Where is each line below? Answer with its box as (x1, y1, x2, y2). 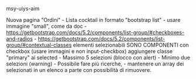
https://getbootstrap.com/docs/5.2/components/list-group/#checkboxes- (6, 29, 185, 36)
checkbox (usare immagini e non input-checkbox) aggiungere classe (6, 48, 173, 55)
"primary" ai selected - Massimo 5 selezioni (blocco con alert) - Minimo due (6, 54, 190, 61)
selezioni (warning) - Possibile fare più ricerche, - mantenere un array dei (6, 60, 184, 67)
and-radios (6, 35, 34, 42)
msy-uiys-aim (6, 5, 40, 12)
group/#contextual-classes (6, 41, 72, 48)
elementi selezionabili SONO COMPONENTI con (72, 41, 190, 48)
